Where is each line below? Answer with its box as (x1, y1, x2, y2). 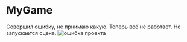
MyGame (6, 4, 53, 17)
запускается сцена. (6, 29, 57, 36)
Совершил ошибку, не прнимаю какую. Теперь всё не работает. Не (6, 23, 181, 30)
